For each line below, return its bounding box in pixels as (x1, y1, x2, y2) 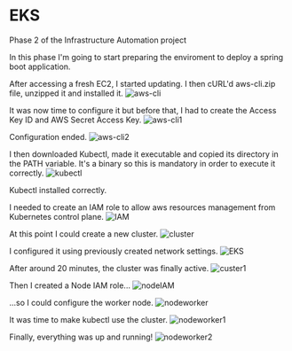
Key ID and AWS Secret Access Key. (9, 114, 142, 125)
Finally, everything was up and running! (9, 331, 154, 342)
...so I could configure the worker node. (9, 297, 154, 308)
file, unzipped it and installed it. (9, 88, 124, 98)
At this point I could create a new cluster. (9, 228, 159, 239)
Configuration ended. (9, 131, 87, 142)
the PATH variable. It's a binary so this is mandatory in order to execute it (9, 158, 276, 168)
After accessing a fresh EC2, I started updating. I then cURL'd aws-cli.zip (9, 78, 276, 89)
